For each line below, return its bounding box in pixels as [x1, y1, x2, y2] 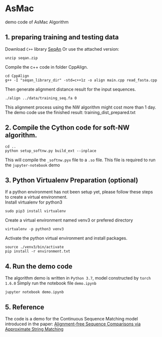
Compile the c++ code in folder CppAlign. [5, 64, 88, 70]
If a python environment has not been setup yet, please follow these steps [5, 189, 153, 195]
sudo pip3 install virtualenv [5, 209, 66, 214]
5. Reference [5, 303, 45, 311]
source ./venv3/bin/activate [5, 244, 64, 250]
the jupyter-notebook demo [5, 162, 60, 168]
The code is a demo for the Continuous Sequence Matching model [5, 316, 138, 321]
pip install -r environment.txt [5, 249, 70, 254]
